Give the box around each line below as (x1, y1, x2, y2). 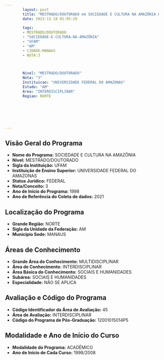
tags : (22, 26, 34, 30)
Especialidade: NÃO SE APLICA (12, 280, 77, 285)
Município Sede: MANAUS (12, 231, 66, 237)
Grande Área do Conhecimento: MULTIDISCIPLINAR (12, 258, 119, 265)
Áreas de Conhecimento (5, 246, 81, 254)
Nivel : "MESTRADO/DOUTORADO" (22, 71, 82, 76)
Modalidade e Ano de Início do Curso (5, 332, 120, 340)
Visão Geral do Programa (5, 139, 83, 148)
